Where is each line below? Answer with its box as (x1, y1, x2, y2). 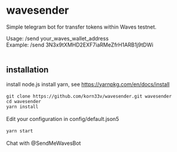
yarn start (6, 128, 33, 134)
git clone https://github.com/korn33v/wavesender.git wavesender (6, 93, 172, 99)
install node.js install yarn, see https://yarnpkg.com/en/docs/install (6, 80, 170, 88)
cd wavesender (6, 98, 42, 104)
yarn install (6, 104, 39, 110)
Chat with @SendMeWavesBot (6, 139, 82, 147)
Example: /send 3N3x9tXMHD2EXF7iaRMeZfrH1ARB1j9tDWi (6, 41, 154, 48)
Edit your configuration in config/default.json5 (6, 115, 119, 122)
